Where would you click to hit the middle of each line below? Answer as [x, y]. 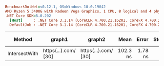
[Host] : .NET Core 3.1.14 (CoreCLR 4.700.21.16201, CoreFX [76, 20]
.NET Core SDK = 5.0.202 [28, 16]
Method [23, 40]
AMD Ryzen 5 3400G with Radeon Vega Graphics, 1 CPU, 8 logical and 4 [78, 11]
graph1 [59, 40]
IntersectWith [23, 53]
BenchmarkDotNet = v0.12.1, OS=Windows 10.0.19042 [55, 7]
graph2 [97, 40]
